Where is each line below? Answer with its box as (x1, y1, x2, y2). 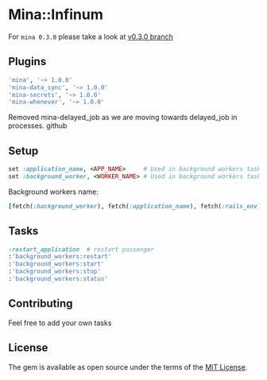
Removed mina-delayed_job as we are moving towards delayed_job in (8, 113, 238, 122)
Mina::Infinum (8, 6, 103, 24)
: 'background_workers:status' (8, 275, 109, 283)
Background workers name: (8, 187, 99, 196)
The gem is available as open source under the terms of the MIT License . (8, 362, 248, 371)
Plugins (8, 55, 47, 68)
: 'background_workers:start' (8, 260, 105, 268)
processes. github (8, 121, 68, 130)
